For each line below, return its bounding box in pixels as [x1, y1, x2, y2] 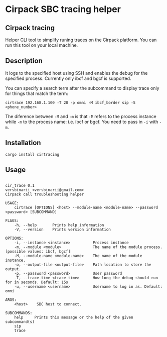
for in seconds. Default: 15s [5, 280, 69, 285]
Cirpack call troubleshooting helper [5, 192, 84, 197]
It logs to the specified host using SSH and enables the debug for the [5, 70, 148, 76]
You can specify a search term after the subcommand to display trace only [5, 85, 159, 91]
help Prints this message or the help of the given [14, 315, 134, 320]
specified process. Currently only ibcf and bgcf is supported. [5, 75, 131, 81]
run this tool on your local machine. [5, 42, 78, 48]
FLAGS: [5, 218, 19, 223]
